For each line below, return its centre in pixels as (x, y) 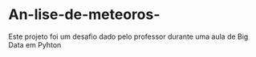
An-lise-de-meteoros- (84, 15)
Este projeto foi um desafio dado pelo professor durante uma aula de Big (128, 36)
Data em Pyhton (35, 44)
